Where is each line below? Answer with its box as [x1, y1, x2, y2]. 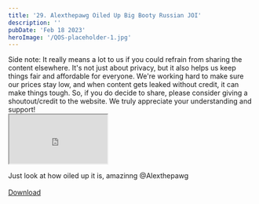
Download [8, 188, 42, 197]
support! [8, 105, 36, 115]
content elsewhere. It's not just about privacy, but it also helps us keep [8, 64, 237, 73]
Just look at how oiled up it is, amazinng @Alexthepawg [8, 171, 189, 180]
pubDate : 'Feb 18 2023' [8, 26, 86, 34]
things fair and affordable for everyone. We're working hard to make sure [8, 71, 244, 81]
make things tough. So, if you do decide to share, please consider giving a [8, 88, 249, 98]
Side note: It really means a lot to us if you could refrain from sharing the [8, 55, 243, 64]
